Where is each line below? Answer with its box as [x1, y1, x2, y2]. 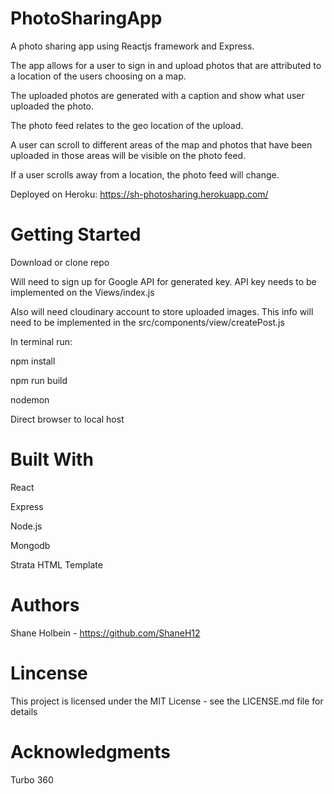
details [10, 705, 38, 717]
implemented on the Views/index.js [10, 286, 155, 298]
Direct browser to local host [10, 413, 125, 425]
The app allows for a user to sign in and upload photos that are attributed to [10, 59, 322, 71]
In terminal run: [10, 335, 73, 347]
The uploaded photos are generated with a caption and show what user [10, 89, 305, 101]
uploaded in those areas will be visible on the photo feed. [10, 149, 247, 161]
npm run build [10, 374, 68, 386]
